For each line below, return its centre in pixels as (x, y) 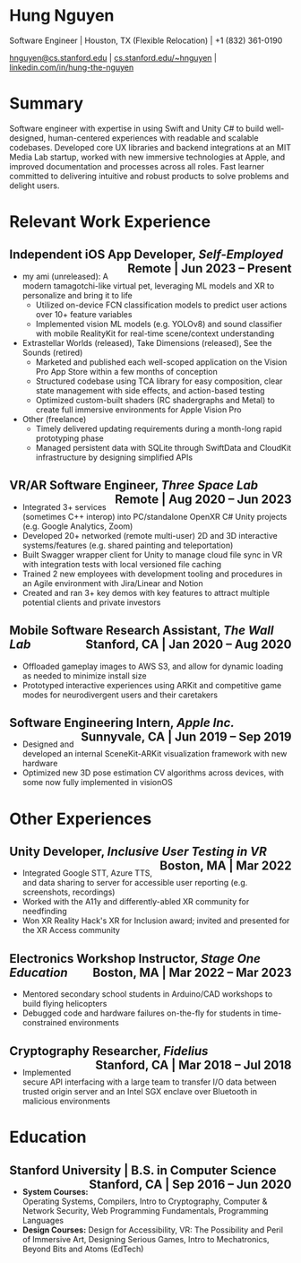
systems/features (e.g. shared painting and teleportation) (128, 545)
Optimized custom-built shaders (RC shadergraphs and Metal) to (155, 400)
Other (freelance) (54, 419)
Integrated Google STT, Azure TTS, (87, 873)
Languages (43, 1220)
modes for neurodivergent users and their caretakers (120, 695)
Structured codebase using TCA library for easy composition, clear (159, 381)
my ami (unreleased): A (65, 276)
